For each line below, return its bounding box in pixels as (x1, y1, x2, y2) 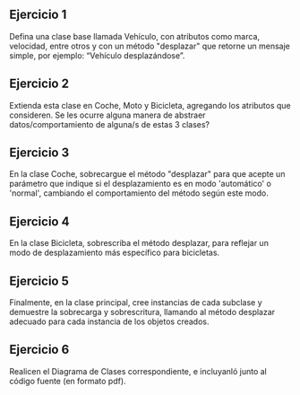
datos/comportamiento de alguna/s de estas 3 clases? (9, 118, 210, 129)
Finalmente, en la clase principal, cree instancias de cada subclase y (9, 297, 262, 308)
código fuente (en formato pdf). (9, 375, 127, 386)
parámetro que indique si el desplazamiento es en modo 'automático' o (9, 179, 271, 189)
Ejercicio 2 (9, 76, 70, 92)
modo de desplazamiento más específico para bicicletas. (9, 247, 220, 259)
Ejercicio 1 (9, 7, 67, 22)
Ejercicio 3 (9, 145, 70, 161)
